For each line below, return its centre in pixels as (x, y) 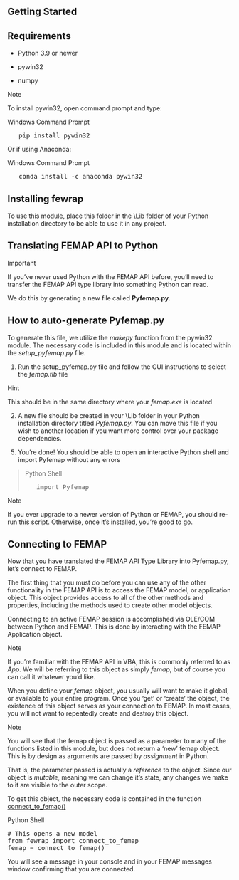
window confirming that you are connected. (71, 869)
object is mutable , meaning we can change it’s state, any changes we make (118, 777)
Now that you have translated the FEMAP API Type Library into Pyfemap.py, (118, 561)
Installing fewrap (46, 199)
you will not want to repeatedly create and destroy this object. (98, 713)
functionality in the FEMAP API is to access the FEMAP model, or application (119, 590)
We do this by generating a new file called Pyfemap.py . (89, 298)
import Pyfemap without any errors (69, 459)
